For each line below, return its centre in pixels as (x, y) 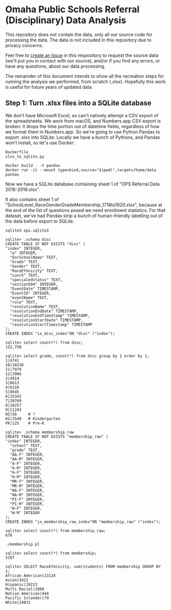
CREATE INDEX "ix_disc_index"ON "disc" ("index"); (60, 333)
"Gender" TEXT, (26, 266)
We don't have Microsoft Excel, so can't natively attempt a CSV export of (82, 115)
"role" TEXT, (24, 302)
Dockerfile (17, 152)
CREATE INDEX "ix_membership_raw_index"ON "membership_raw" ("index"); (83, 522)
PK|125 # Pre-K (25, 423)
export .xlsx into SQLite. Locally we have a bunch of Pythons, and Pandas (83, 137)
